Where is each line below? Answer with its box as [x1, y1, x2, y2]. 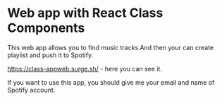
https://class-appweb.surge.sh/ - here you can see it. [7, 64, 162, 73]
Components [7, 20, 85, 36]
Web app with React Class [7, 5, 164, 21]
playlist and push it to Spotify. [7, 51, 94, 59]
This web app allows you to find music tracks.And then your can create [7, 43, 214, 52]
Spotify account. [7, 85, 56, 94]
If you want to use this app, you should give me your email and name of [7, 78, 215, 86]
